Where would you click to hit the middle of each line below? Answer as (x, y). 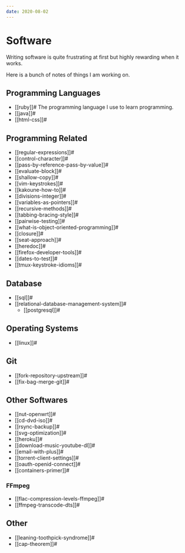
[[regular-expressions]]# (44, 152)
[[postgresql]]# (42, 310)
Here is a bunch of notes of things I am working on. (68, 75)
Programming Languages (53, 93)
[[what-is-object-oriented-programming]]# (66, 228)
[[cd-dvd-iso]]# (33, 421)
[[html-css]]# (31, 120)
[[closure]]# (29, 234)
